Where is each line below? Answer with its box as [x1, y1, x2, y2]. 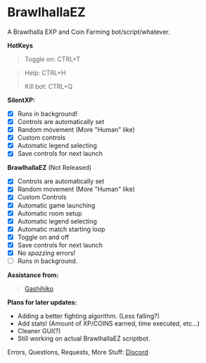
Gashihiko [24, 285, 54, 293]
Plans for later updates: [7, 298, 77, 307]
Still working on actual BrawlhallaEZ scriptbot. [17, 334, 150, 343]
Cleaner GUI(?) [17, 327, 61, 335]
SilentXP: [7, 96, 36, 104]
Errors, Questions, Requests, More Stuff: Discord [7, 348, 149, 356]
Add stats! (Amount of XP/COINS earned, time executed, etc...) [17, 319, 200, 328]
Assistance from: [7, 271, 59, 279]
